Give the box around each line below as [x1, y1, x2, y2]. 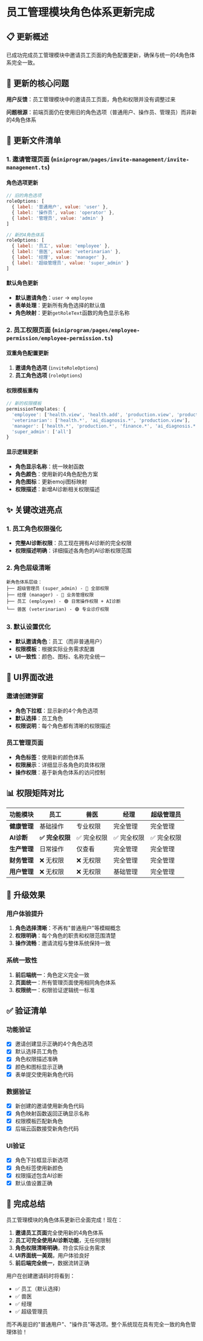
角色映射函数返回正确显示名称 [14, 1110, 89, 1117]
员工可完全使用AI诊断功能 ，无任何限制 [14, 1236, 111, 1243]
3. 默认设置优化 [6, 623, 51, 631]
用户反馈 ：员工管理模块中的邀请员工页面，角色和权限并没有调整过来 [6, 95, 176, 103]
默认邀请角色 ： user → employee [14, 294, 93, 301]
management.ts [6, 164, 48, 171]
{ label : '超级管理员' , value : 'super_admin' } [11, 260, 129, 266]
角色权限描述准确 [14, 1055, 58, 1063]
